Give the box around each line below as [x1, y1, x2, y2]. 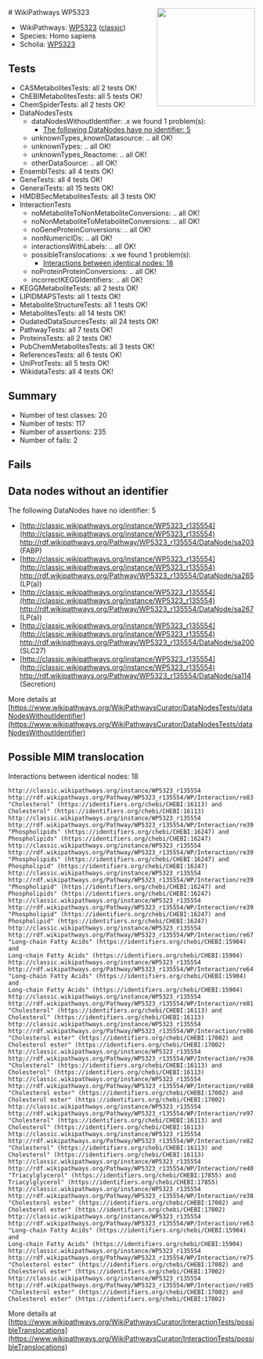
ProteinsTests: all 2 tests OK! [19, 333, 112, 342]
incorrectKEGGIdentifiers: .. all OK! [31, 275, 143, 284]
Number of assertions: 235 [19, 427, 107, 437]
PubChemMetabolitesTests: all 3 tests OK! [19, 342, 155, 351]
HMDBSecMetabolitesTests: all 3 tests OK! [19, 192, 157, 201]
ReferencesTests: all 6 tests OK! [19, 349, 123, 360]
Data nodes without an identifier [8, 484, 169, 498]
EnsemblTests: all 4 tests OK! [19, 166, 114, 176]
